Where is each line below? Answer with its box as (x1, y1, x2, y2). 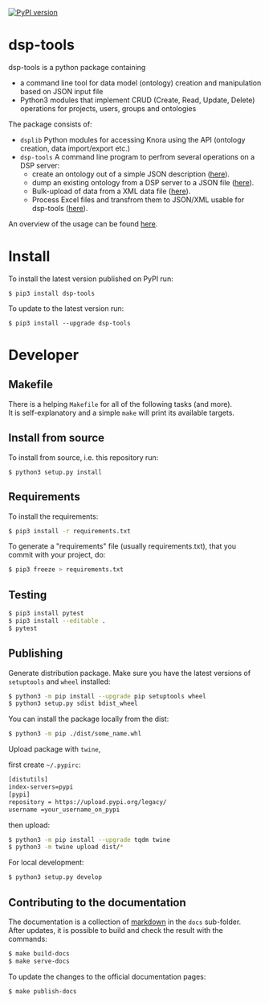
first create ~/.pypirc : (8, 760, 81, 769)
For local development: (8, 858, 84, 868)
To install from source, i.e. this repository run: (8, 452, 159, 462)
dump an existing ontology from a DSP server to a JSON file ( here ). (31, 177, 255, 187)
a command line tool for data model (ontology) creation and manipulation (19, 77, 262, 88)
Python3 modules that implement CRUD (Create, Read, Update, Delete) (19, 95, 255, 105)
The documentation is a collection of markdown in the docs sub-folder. (8, 917, 242, 926)
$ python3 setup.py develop (8, 873, 103, 881)
